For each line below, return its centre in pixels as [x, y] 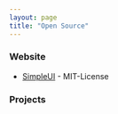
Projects [28, 99]
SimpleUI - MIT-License [65, 76]
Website [28, 57]
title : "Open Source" [49, 26]
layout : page [33, 17]
